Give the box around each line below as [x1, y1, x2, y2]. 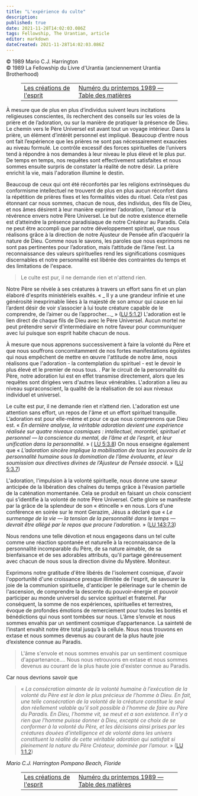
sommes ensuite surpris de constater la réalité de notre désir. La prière [6, 163, 178, 170]
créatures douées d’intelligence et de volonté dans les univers [20, 729, 173, 736]
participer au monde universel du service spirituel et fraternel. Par [6, 594, 167, 601]
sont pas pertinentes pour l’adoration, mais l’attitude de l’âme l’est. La [6, 243, 174, 250]
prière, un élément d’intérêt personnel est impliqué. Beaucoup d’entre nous [6, 131, 189, 138]
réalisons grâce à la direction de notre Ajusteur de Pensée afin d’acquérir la [6, 231, 190, 238]
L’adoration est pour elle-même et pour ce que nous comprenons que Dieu [6, 415, 188, 422]
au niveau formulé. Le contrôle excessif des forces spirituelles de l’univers [6, 144, 187, 151]
